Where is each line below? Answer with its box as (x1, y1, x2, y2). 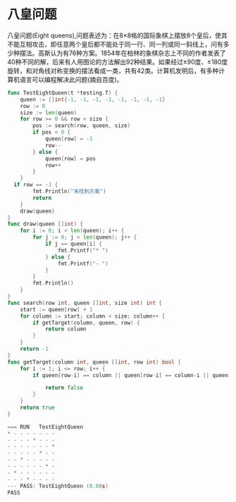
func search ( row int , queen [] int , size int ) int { (7, 299, 162, 306)
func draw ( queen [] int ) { (7, 220, 83, 228)
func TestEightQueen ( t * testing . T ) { (7, 89, 118, 96)
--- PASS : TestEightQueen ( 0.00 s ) (7, 482, 109, 489)
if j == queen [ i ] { (44, 241, 102, 248)
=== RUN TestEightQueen (7, 423, 83, 431)
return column (44, 325, 87, 333)
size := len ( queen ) (20, 109, 77, 116)
